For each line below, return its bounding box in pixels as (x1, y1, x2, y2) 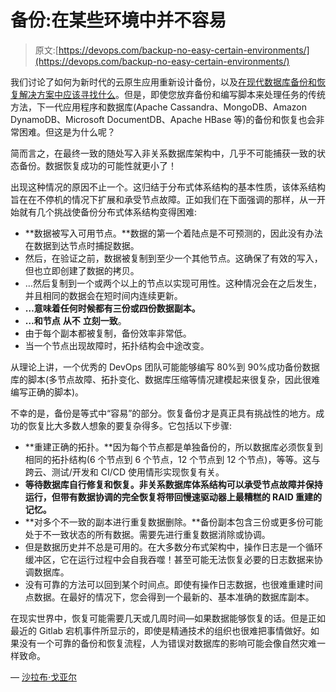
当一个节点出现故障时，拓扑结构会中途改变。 (24, 339, 210, 351)
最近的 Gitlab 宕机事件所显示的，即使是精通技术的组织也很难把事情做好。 (10, 624, 312, 636)
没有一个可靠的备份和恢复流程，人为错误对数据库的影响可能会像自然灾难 (18, 637, 317, 649)
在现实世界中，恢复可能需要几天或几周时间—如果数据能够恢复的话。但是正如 (10, 612, 326, 624)
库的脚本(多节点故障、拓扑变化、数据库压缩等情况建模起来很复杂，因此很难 (10, 373, 321, 385)
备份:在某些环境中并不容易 (10, 9, 227, 32)
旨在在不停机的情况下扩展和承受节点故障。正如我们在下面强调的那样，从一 (10, 193, 317, 205)
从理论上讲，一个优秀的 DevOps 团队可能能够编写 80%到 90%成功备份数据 (10, 361, 320, 373)
